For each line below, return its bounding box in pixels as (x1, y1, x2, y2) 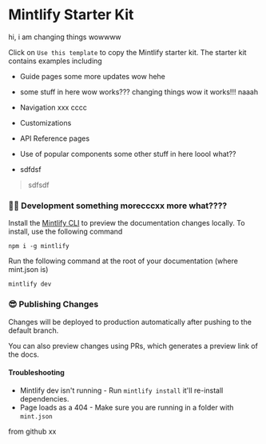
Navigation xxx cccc (19, 102, 88, 112)
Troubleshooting (8, 368, 66, 378)
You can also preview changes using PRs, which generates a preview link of (8, 341, 258, 350)
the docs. (8, 350, 40, 359)
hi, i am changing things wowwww (8, 32, 121, 42)
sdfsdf (27, 180, 50, 190)
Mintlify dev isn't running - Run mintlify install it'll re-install (19, 386, 224, 395)
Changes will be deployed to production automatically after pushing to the (8, 317, 252, 326)
